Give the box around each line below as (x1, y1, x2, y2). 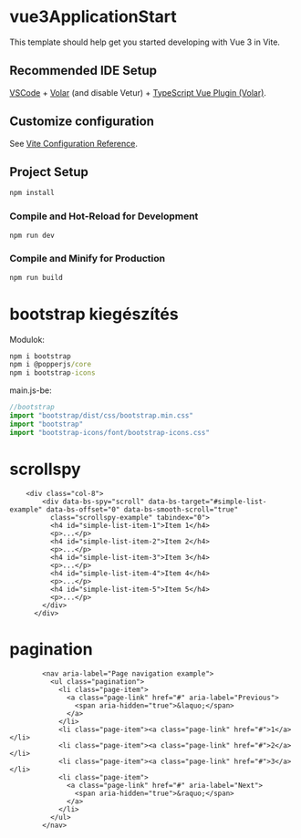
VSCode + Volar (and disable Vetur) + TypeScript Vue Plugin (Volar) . (9, 87, 267, 98)
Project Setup (9, 164, 89, 180)
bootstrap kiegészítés (9, 304, 180, 325)
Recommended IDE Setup (9, 63, 158, 78)
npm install (9, 189, 55, 198)
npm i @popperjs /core (9, 360, 92, 369)
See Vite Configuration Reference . (9, 138, 139, 149)
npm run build (9, 273, 64, 282)
